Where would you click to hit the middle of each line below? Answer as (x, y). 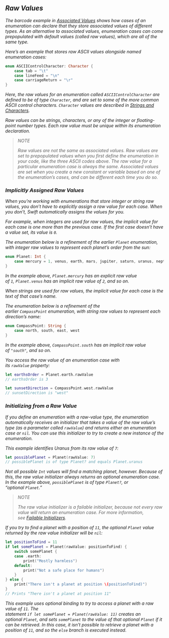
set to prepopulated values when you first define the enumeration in (88, 156)
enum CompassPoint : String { (36, 326)
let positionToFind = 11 (31, 542)
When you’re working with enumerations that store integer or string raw (80, 201)
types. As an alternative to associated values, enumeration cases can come (84, 31)
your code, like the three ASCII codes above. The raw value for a (85, 161)
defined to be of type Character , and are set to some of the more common (82, 100)
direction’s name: (23, 317)
